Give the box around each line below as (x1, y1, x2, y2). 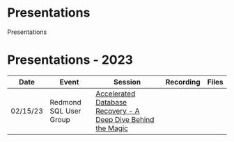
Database (95, 97, 127, 107)
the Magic (95, 123, 129, 133)
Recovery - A (95, 106, 140, 116)
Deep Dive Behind (95, 114, 155, 124)
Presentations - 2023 (7, 52, 134, 68)
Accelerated (95, 89, 136, 98)
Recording (165, 77, 201, 87)
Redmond (49, 97, 81, 107)
